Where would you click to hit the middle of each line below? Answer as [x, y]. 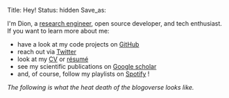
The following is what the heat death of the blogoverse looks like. [101, 87]
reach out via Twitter [46, 52]
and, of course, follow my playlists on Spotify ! [83, 74]
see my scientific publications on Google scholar [87, 66]
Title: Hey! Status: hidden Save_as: [57, 10]
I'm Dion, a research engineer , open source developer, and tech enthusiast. [114, 23]
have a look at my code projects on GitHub [78, 44]
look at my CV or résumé [53, 59]
